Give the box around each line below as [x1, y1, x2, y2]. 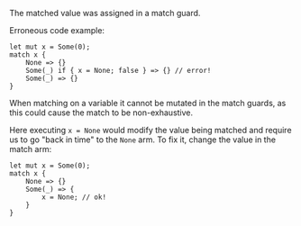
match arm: [9, 144, 52, 154]
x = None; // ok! [41, 193, 106, 202]
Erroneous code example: [9, 25, 105, 35]
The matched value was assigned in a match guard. [9, 8, 201, 18]
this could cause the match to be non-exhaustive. [9, 107, 194, 118]
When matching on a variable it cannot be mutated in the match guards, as [9, 98, 287, 108]
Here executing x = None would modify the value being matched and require [9, 125, 292, 135]
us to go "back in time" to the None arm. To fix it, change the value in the [9, 134, 277, 145]
